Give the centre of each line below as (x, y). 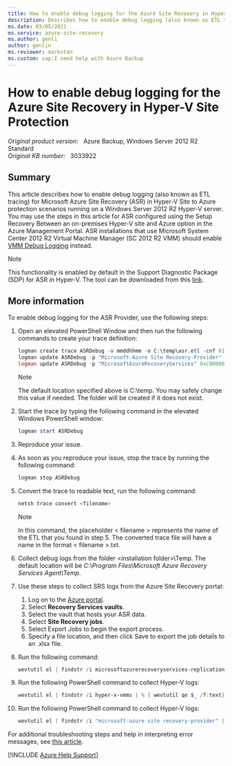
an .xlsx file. (45, 643)
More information (46, 301)
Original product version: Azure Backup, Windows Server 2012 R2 (103, 141)
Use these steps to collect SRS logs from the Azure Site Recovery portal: (121, 586)
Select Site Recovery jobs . (66, 621)
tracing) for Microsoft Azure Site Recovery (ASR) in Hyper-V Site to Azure (112, 202)
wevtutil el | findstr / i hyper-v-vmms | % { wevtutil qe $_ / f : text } (121, 695)
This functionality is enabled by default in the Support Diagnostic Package (113, 272)
